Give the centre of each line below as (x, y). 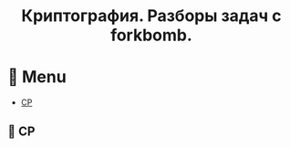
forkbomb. (151, 35)
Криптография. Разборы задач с (151, 16)
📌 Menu (37, 77)
